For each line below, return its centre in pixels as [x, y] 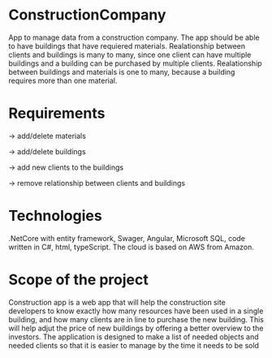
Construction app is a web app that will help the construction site [117, 302]
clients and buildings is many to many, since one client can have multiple [130, 54]
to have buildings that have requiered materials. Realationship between [127, 45]
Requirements [57, 113]
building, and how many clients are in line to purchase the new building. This [136, 319]
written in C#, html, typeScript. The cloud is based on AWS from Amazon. [131, 247]
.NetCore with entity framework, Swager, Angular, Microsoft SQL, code [127, 238]
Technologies [56, 216]
